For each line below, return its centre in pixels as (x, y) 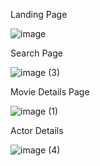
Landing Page (39, 14)
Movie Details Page (50, 92)
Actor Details (37, 130)
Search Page (36, 53)
